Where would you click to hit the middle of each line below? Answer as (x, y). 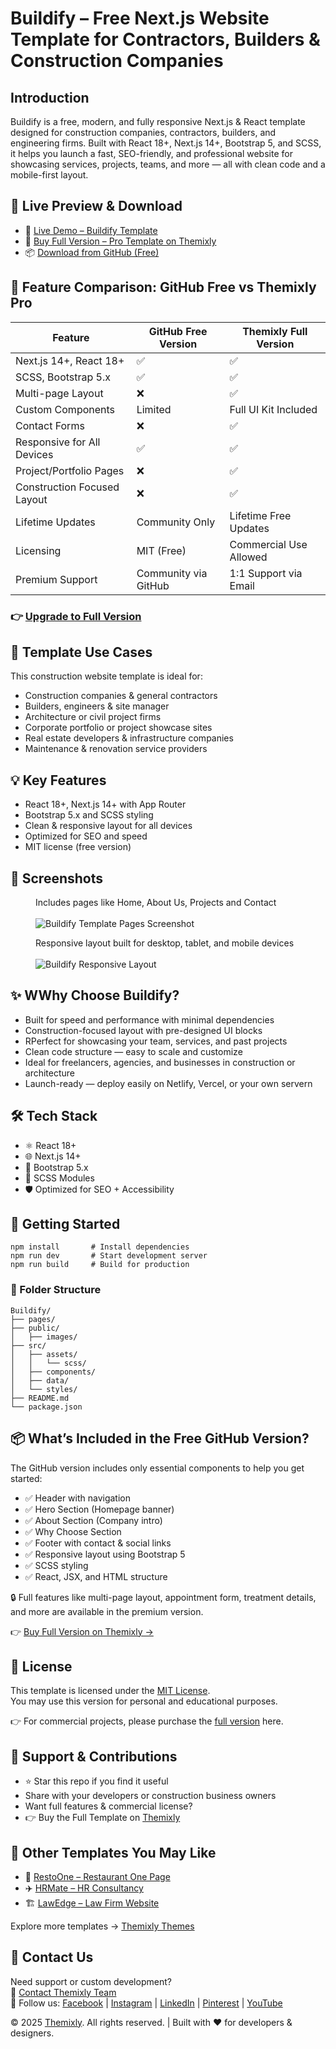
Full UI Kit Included (273, 409)
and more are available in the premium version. (107, 1611)
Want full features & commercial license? (108, 1806)
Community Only (176, 522)
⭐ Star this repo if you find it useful (96, 1781)
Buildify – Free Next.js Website (140, 18)
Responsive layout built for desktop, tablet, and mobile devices (165, 943)
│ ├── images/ (44, 1337)
